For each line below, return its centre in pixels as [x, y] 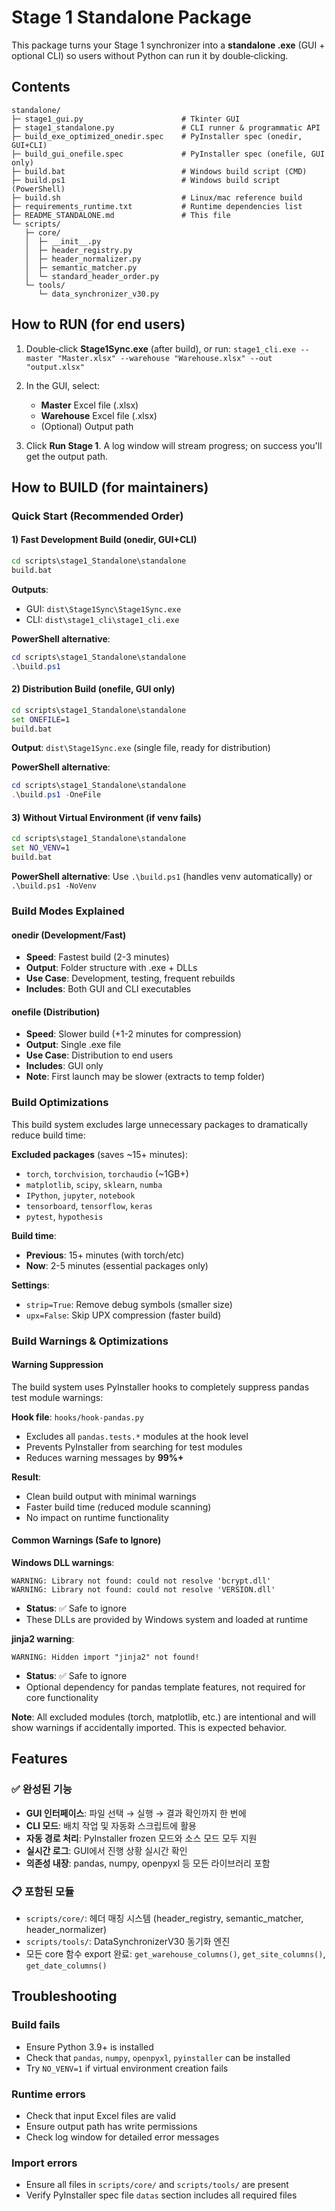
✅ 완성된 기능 [42, 1789]
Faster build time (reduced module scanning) [118, 1507]
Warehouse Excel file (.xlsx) [99, 415]
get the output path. [67, 456]
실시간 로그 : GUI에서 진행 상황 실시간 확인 [106, 1850]
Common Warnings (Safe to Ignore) [86, 1540]
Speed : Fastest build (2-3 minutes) [97, 957]
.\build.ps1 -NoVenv [54, 886]
